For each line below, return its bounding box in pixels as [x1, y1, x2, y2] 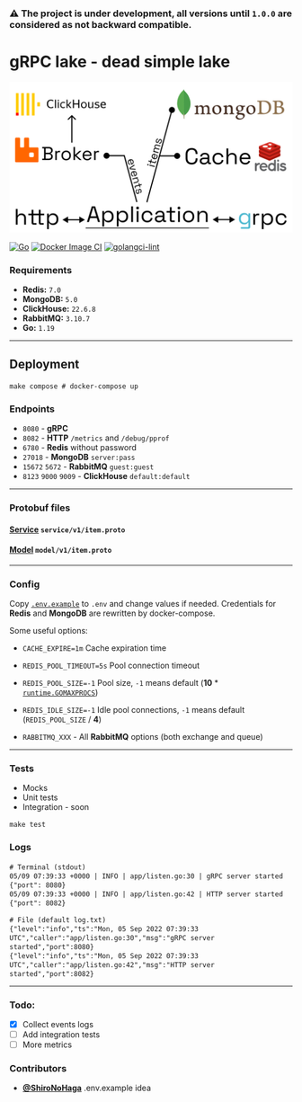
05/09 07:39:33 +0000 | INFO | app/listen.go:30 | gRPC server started [9, 871, 283, 881]
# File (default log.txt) [9, 915, 106, 924]
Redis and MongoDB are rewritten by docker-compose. [9, 608, 216, 618]
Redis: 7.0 [22, 284, 61, 295]
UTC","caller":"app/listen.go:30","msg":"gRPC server [9, 933, 216, 942]
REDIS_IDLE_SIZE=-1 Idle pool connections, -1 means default [22, 705, 245, 715]
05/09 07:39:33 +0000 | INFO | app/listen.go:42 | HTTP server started [9, 889, 283, 899]
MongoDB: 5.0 [22, 293, 78, 304]
